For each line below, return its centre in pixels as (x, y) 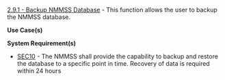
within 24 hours (39, 71)
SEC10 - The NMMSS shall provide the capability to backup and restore (118, 56)
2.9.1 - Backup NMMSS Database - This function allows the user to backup (112, 10)
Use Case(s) (25, 30)
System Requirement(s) (42, 43)
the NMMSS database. (39, 17)
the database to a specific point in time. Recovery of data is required (113, 63)
